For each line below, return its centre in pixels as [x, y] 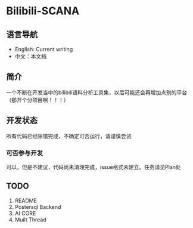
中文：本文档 [30, 56]
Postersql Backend [38, 207]
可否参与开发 [25, 153]
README [26, 201]
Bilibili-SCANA [43, 11]
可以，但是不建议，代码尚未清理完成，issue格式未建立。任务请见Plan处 [94, 167]
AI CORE [25, 213]
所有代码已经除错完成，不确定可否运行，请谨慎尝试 [69, 136]
